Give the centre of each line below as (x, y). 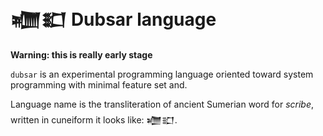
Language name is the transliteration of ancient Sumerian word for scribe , (162, 104)
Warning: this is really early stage (81, 54)
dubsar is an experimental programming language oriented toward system (162, 74)
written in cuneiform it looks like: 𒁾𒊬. (94, 119)
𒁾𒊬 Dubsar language (113, 19)
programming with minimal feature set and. (99, 84)
